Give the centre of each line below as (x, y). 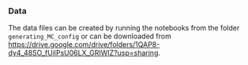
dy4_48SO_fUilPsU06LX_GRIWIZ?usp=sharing (83, 53)
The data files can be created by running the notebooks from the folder (124, 28)
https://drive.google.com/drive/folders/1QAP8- (84, 45)
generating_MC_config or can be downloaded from (90, 36)
